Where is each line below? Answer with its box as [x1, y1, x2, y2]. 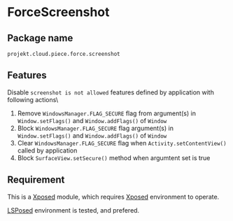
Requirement [7, 174, 65, 186]
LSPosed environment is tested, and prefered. [7, 206, 140, 214]
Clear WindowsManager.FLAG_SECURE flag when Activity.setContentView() [17, 138, 227, 147]
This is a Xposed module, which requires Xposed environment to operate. [7, 192, 220, 201]
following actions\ [7, 95, 59, 104]
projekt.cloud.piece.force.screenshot [7, 50, 120, 57]
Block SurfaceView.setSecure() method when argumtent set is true [17, 153, 211, 162]
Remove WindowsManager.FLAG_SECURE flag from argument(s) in [17, 109, 196, 117]
